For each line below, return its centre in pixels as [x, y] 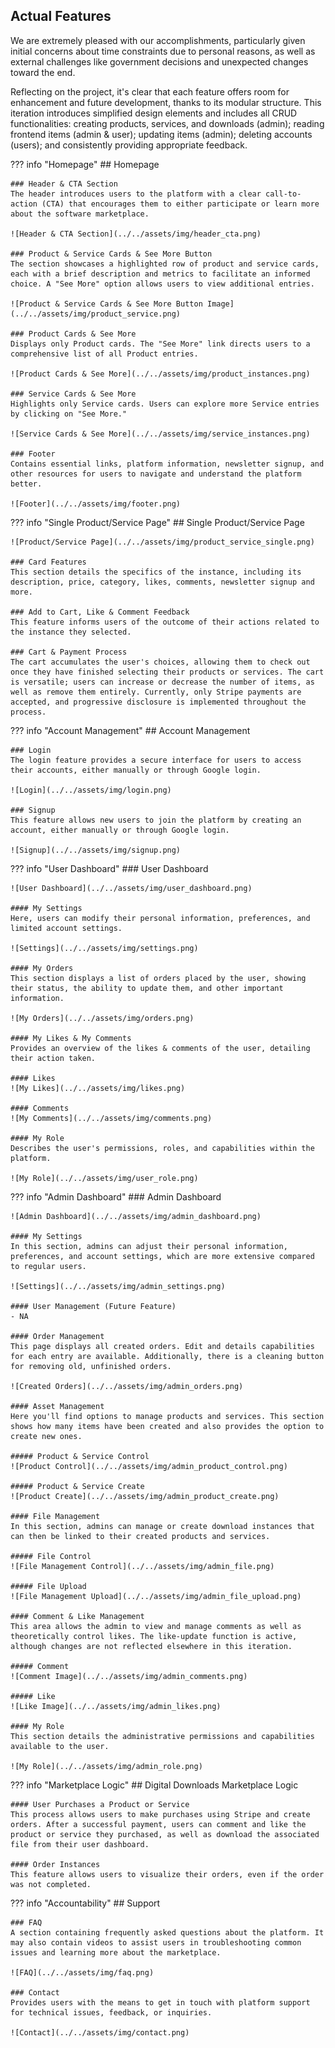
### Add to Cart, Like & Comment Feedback [100, 612]
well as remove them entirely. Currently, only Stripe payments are [156, 692]
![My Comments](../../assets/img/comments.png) [111, 1118]
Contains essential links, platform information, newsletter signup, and [167, 464]
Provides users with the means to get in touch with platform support [160, 2002]
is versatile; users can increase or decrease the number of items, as [162, 682]
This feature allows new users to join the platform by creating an [156, 820]
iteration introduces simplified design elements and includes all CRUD [154, 113]
